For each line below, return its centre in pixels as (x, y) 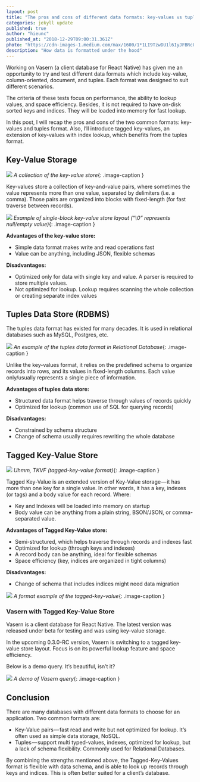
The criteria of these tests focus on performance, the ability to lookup (91, 98)
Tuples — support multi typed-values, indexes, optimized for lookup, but (102, 743)
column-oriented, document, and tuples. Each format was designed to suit (97, 80)
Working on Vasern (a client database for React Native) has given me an (94, 67)
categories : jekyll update (40, 23)
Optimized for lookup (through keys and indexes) (75, 548)
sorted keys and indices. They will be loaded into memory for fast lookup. (96, 110)
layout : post (22, 12)
